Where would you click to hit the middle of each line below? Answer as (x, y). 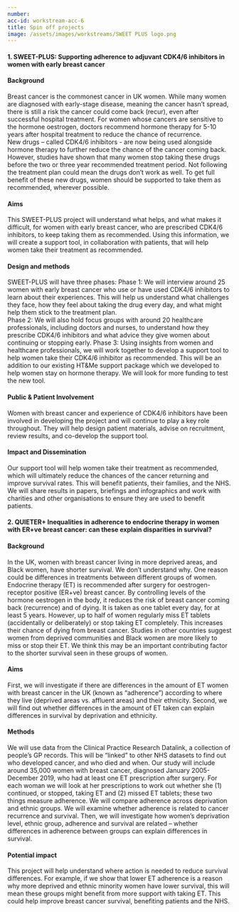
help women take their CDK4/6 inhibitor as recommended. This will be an (115, 358)
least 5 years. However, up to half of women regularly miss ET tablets (109, 615)
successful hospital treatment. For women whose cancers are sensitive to (116, 119)
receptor (20, 592)
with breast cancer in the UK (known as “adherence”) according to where (115, 692)
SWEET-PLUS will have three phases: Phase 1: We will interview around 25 (116, 282)
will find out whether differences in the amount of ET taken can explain (111, 708)
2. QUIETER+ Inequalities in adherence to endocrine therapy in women (113, 522)
